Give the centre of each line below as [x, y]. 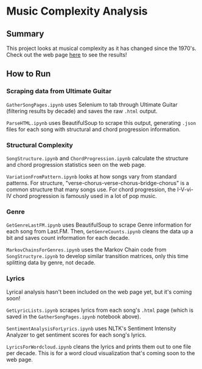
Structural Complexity [40, 145]
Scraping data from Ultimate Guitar [59, 91]
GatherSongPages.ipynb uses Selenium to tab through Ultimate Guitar [92, 104]
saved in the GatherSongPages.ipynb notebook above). [74, 316]
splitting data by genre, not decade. [51, 262]
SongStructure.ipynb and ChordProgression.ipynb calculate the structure [97, 158]
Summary [25, 34]
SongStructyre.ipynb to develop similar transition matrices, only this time [97, 256]
